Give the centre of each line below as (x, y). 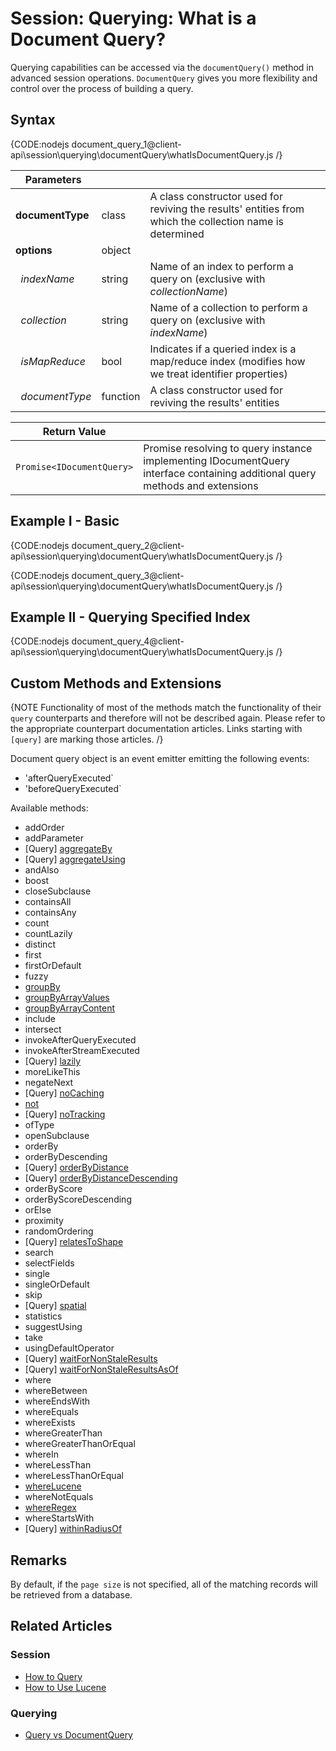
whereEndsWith (57, 1401)
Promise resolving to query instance (228, 448)
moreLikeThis (52, 1072)
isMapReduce (53, 361)
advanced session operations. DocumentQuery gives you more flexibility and (164, 78)
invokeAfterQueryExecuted (80, 1040)
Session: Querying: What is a (133, 18)
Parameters (53, 179)
